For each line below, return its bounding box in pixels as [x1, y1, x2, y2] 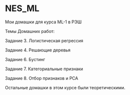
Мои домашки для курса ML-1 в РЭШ [5, 19, 82, 25]
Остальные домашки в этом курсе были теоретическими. [5, 84, 126, 90]
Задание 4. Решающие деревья [5, 47, 71, 53]
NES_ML [5, 3, 40, 14]
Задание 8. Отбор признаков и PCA [5, 75, 79, 81]
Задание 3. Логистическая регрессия [5, 37, 83, 44]
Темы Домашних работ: [5, 28, 55, 34]
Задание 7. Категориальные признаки [5, 66, 83, 72]
